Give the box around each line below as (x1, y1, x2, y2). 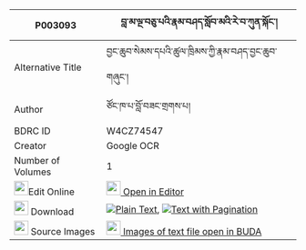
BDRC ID (14, 125, 52, 137)
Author (14, 103, 44, 115)
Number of (14, 155, 61, 166)
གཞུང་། (106, 71, 129, 83)
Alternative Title (14, 61, 82, 74)
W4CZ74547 (106, 125, 164, 137)
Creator (14, 140, 47, 152)
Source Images (30, 225, 96, 237)
